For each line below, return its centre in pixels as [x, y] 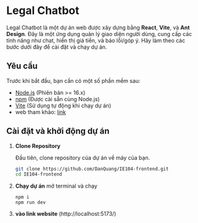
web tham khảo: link [40, 112]
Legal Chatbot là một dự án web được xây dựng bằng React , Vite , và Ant [98, 27]
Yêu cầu [22, 66]
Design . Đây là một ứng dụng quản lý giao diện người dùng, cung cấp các [99, 34]
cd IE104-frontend [38, 174]
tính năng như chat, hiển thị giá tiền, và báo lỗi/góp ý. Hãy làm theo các [96, 40]
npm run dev [30, 203]
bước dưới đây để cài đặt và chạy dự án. [57, 47]
